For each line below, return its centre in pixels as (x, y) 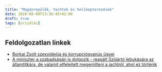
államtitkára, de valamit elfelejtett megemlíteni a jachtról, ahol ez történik (84, 65)
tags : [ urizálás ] (23, 23)
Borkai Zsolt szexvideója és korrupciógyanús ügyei (63, 54)
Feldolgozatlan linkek (38, 42)
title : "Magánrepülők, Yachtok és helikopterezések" (60, 9)
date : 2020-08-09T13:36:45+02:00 (39, 14)
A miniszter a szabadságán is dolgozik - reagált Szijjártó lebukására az (83, 59)
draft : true (17, 18)
